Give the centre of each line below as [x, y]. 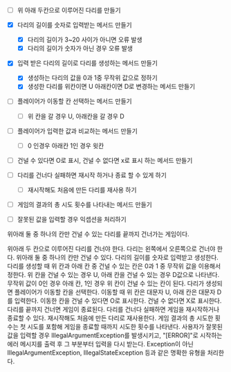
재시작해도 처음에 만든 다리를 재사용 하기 [82, 190]
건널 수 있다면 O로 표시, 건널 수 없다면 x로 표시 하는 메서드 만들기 [105, 160]
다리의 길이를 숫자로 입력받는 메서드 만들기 [75, 25]
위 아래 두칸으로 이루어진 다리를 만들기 [69, 10]
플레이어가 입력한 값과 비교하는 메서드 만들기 [77, 131]
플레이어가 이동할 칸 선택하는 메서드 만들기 [75, 101]
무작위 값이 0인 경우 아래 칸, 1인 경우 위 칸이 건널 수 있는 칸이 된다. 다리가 [106, 283]
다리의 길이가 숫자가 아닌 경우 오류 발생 [80, 48]
